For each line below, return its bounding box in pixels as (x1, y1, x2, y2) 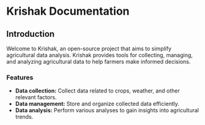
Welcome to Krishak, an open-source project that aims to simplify (6, 45, 172, 52)
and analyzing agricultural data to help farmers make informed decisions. (6, 58, 191, 65)
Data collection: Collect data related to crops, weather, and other (15, 87, 181, 94)
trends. (15, 113, 34, 121)
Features (6, 73, 34, 81)
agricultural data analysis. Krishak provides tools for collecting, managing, (6, 51, 193, 59)
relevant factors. (15, 94, 57, 101)
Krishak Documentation (6, 4, 130, 18)
